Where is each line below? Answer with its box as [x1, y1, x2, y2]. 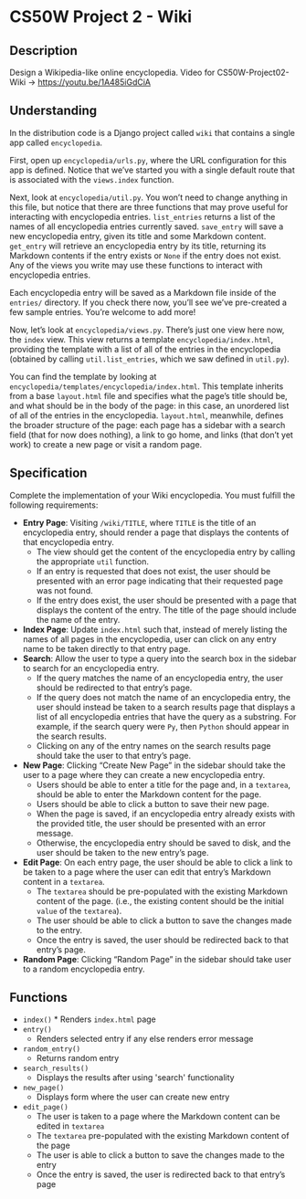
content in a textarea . [22, 876, 105, 887]
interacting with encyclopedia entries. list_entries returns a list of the [9, 211, 276, 222]
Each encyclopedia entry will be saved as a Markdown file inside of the [9, 287, 277, 298]
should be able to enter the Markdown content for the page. [36, 788, 262, 800]
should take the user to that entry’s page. [36, 750, 192, 761]
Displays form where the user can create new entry [36, 1091, 230, 1102]
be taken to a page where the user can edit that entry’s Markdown [22, 866, 271, 878]
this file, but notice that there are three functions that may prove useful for [9, 201, 289, 212]
